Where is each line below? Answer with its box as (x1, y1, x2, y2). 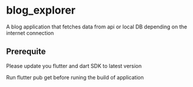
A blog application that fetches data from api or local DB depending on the (6, 23, 188, 30)
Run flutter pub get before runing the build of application (6, 73, 144, 80)
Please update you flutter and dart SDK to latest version (6, 62, 142, 69)
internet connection (6, 29, 54, 36)
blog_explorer (6, 4, 76, 17)
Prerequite (6, 47, 46, 57)
